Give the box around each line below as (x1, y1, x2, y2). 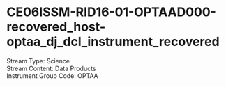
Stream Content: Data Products (6, 64, 96, 72)
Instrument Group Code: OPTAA (6, 71, 98, 80)
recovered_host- (6, 19, 106, 35)
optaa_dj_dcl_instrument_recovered (6, 34, 220, 49)
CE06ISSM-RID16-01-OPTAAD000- (6, 4, 217, 20)
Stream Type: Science (6, 56, 70, 65)
